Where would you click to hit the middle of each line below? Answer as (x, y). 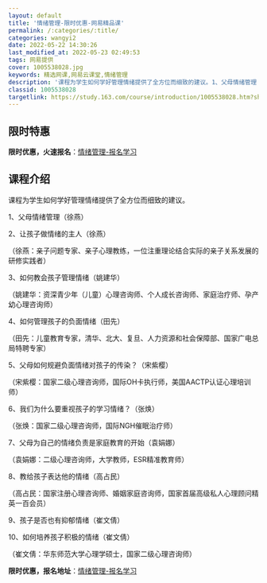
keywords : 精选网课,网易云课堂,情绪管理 (68, 75)
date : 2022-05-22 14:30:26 (53, 45)
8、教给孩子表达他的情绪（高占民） (66, 476)
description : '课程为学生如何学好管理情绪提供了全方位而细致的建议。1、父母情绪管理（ (135, 82)
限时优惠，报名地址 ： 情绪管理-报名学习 (73, 570)
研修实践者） (29, 260)
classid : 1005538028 (43, 89)
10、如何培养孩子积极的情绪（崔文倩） (71, 537)
